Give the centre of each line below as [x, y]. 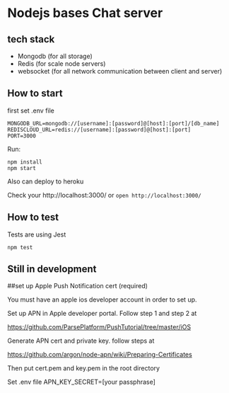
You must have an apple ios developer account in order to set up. [102, 300]
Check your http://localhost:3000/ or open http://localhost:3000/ [104, 195]
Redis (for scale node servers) [61, 64]
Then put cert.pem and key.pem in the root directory [84, 368]
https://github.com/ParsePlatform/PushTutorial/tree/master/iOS [99, 327]
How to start [35, 93]
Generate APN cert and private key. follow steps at [81, 341]
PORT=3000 [22, 136]
